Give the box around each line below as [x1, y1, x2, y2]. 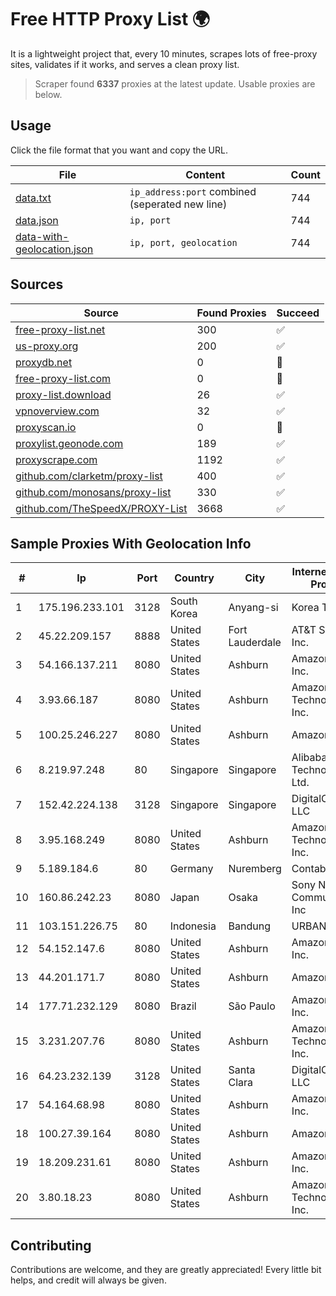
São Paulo [228, 999, 276, 1013]
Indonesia [169, 919, 217, 933]
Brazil [169, 999, 197, 1013]
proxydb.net [15, 355, 73, 369]
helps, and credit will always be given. [10, 1274, 167, 1286]
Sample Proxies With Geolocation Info [10, 535, 252, 552]
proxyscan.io [15, 420, 77, 434]
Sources [10, 276, 64, 293]
